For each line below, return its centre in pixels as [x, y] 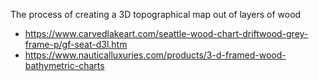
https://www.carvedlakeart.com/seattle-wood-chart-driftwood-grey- [166, 33]
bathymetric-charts [64, 65]
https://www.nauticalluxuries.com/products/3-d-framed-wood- [155, 55]
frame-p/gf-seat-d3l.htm [76, 44]
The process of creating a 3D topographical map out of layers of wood [156, 14]
